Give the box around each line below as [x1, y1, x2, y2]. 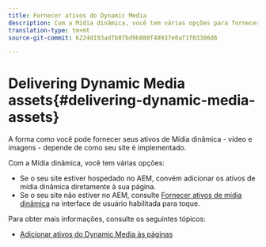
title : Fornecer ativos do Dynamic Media [8, 11, 147, 20]
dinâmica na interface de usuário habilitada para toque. [19, 199, 200, 208]
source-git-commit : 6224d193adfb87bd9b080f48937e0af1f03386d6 [8, 33, 218, 42]
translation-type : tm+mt [8, 26, 90, 34]
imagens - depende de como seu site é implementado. [8, 143, 187, 153]
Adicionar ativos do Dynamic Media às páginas [19, 230, 173, 239]
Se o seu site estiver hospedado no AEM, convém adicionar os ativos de [19, 173, 256, 183]
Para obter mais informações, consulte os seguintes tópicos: [8, 215, 206, 224]
